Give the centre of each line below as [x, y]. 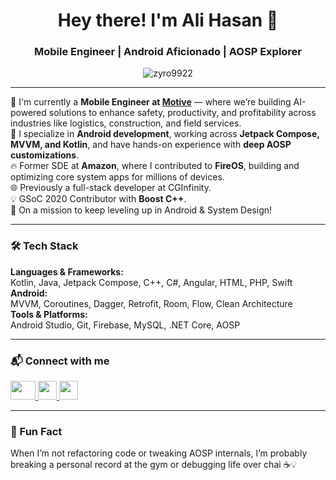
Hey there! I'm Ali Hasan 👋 [168, 20]
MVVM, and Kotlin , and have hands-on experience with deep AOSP [151, 145]
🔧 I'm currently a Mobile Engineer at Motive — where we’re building [151, 102]
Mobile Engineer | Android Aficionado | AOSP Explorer [168, 52]
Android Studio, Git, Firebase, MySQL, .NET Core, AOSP [125, 325]
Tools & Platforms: [49, 314]
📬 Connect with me [60, 361]
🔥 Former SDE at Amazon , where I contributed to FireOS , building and [155, 166]
